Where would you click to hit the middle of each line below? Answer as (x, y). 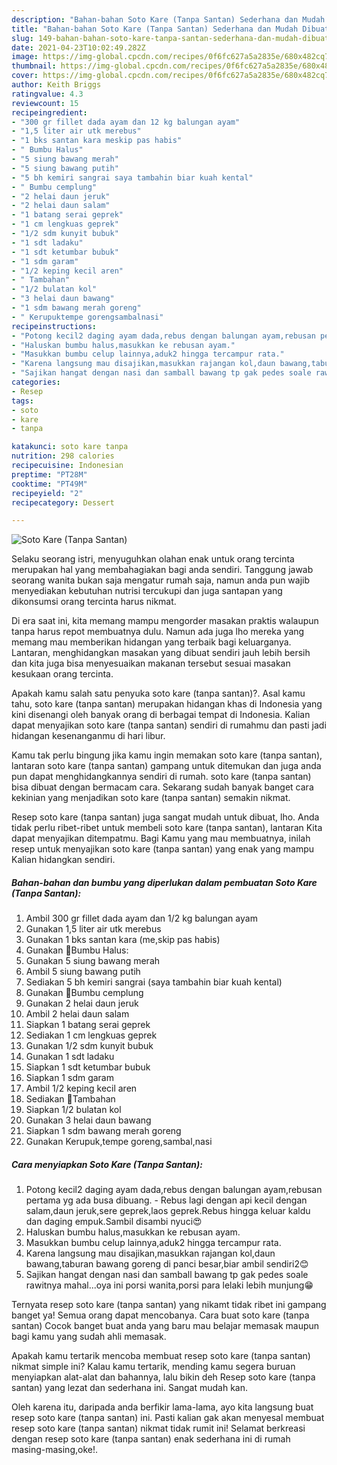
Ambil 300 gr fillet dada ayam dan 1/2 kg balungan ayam (141, 918)
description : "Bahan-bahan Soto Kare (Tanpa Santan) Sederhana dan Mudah (168, 19)
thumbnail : (34, 66)
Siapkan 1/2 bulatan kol (73, 1110)
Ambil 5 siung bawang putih (83, 972)
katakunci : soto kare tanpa (70, 447)
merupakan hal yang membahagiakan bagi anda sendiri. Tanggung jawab (162, 570)
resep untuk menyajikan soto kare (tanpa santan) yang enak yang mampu (163, 849)
